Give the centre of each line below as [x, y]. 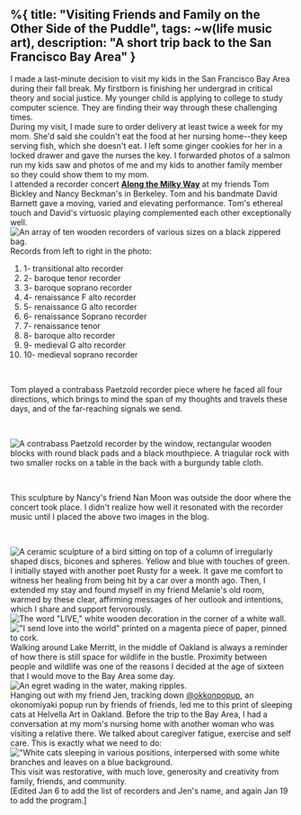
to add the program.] [49, 800]
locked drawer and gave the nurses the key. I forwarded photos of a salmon [150, 155]
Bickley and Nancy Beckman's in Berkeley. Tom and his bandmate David [144, 194]
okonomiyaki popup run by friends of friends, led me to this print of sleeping [151, 704]
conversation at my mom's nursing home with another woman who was [142, 723]
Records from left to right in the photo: [81, 250]
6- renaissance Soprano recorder [85, 316]
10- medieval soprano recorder [80, 354]
